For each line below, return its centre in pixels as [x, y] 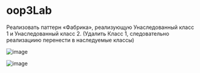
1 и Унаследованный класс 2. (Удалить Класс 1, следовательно [88, 33]
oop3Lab [29, 11]
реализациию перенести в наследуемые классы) [70, 40]
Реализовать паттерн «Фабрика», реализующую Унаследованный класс [100, 27]
